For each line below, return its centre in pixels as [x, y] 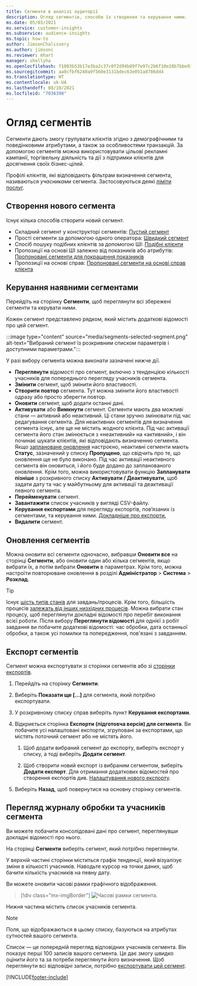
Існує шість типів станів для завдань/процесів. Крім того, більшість [91, 602]
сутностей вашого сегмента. [42, 935]
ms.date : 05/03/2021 [31, 22]
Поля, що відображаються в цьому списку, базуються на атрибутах [91, 929]
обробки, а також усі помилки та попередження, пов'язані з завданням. [97, 633]
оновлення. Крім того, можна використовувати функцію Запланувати [102, 472]
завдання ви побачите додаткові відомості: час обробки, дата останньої [97, 627]
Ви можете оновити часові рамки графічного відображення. [81, 884]
